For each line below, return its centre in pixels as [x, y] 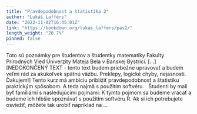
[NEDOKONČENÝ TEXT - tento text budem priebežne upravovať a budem [95, 68]
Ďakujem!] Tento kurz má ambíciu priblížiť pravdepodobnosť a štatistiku [93, 80]
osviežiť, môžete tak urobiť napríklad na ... [57, 105]
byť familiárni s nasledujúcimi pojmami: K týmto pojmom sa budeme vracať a [99, 92]
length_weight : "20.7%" [35, 33]
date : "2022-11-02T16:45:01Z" [43, 22]
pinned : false [24, 39]
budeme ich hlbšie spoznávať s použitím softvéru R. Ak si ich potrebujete [95, 99]
